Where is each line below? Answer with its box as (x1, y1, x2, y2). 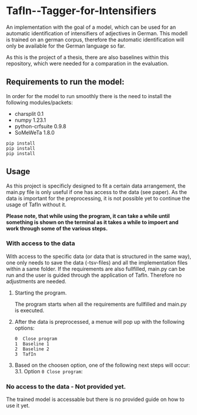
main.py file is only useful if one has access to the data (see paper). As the (6, 188, 187, 195)
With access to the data (6, 239, 75, 247)
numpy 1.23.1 (14, 116, 46, 123)
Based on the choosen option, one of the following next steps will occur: (14, 362, 190, 369)
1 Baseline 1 (14, 341, 49, 347)
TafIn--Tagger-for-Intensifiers (6, 4, 157, 18)
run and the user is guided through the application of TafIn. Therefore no (6, 272, 182, 279)
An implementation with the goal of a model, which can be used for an (6, 24, 176, 31)
